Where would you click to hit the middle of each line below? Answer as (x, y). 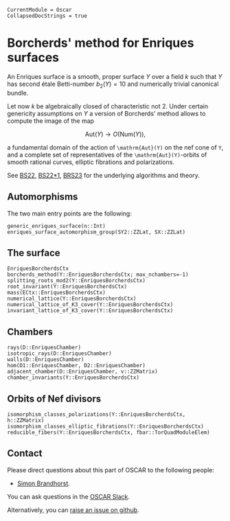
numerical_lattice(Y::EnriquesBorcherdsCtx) (72, 299)
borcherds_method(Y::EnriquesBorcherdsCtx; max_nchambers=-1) (98, 275)
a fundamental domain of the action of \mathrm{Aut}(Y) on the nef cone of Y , (115, 147)
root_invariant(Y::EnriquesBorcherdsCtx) (67, 287)
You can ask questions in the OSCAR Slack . (69, 496)
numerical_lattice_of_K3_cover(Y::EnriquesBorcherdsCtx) (90, 305)
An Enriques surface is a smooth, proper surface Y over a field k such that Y (115, 76)
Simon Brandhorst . (44, 483)
